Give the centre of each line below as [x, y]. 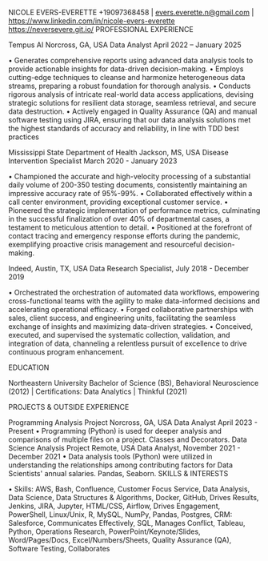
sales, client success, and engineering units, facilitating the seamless [122, 318]
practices [24, 137]
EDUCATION [29, 367]
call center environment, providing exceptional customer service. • [118, 202]
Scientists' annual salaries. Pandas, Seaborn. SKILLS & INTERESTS [118, 473]
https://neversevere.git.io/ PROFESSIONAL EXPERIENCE [101, 29]
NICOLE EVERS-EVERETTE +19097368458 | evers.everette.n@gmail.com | [131, 12]
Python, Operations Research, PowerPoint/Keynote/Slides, [105, 531]
